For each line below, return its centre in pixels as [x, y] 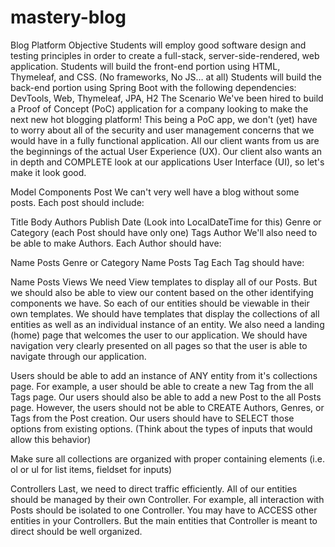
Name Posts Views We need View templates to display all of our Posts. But [164, 282]
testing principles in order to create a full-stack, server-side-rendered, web [165, 55]
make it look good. [48, 172]
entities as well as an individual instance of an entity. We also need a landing [167, 324]
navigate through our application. [78, 356]
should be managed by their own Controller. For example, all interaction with [167, 499]
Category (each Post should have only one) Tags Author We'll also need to [164, 232]
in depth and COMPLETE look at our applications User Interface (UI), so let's [167, 162]
